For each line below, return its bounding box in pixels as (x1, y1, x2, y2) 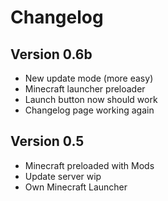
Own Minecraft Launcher (24, 181, 128, 193)
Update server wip (24, 170, 102, 182)
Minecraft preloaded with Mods (24, 159, 155, 171)
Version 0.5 (10, 133, 85, 150)
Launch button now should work (24, 94, 158, 105)
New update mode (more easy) (24, 72, 154, 84)
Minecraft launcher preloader (24, 83, 146, 95)
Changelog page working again (24, 104, 155, 116)
